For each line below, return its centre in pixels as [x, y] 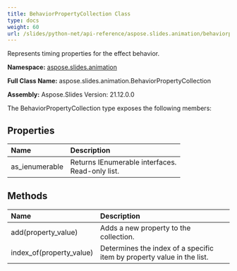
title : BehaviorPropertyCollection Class [69, 14]
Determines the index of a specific [157, 248]
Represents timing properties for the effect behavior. [84, 54]
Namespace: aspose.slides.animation [62, 67]
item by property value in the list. [154, 257]
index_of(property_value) [52, 253]
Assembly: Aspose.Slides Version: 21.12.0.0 [71, 95]
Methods [28, 196]
